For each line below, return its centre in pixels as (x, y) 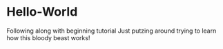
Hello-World (42, 12)
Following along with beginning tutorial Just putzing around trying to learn (111, 31)
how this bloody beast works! (48, 37)
